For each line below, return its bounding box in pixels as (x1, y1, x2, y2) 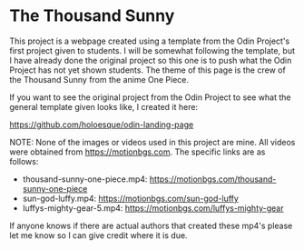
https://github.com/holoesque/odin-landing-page (9, 119, 194, 130)
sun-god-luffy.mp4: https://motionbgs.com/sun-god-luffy (22, 193, 239, 204)
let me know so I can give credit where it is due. (9, 229, 188, 241)
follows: (9, 155, 39, 166)
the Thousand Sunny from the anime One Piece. (9, 74, 189, 85)
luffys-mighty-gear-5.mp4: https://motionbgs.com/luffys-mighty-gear (22, 202, 284, 214)
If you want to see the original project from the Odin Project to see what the (9, 92, 291, 103)
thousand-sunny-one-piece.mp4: (22, 174, 148, 185)
